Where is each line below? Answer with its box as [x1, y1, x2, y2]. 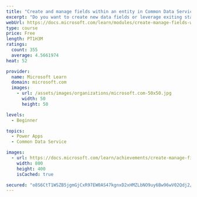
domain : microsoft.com [11, 79, 67, 85]
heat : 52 [6, 58, 28, 64]
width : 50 [21, 96, 46, 102]
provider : [6, 68, 30, 74]
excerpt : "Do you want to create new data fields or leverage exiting [6, 14, 182, 20]
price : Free [6, 31, 35, 36]
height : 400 [16, 166, 46, 172]
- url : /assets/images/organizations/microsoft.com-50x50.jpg [16, 91, 172, 96]
